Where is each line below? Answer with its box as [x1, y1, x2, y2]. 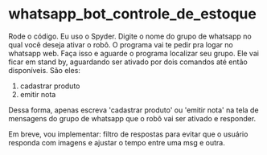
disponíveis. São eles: [8, 65, 80, 75]
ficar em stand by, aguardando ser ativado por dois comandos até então [8, 57, 248, 67]
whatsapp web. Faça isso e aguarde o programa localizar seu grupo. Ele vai [8, 48, 260, 58]
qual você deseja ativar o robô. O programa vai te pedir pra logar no [8, 39, 233, 49]
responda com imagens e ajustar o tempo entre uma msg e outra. [8, 137, 225, 147]
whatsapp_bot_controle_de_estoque [8, 5, 257, 23]
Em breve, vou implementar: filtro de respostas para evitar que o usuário [8, 129, 249, 139]
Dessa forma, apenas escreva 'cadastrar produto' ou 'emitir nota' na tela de [8, 105, 259, 115]
